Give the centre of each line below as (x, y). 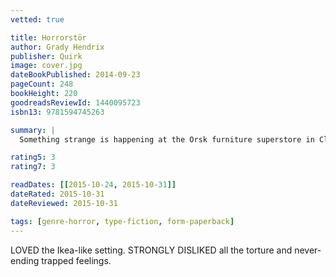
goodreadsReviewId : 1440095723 (75, 102)
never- (308, 250)
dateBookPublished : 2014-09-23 (75, 75)
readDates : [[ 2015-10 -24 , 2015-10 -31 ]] (93, 185)
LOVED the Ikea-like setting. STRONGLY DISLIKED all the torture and (151, 250)
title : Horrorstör (48, 37)
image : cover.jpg (46, 66)
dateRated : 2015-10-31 (57, 194)
